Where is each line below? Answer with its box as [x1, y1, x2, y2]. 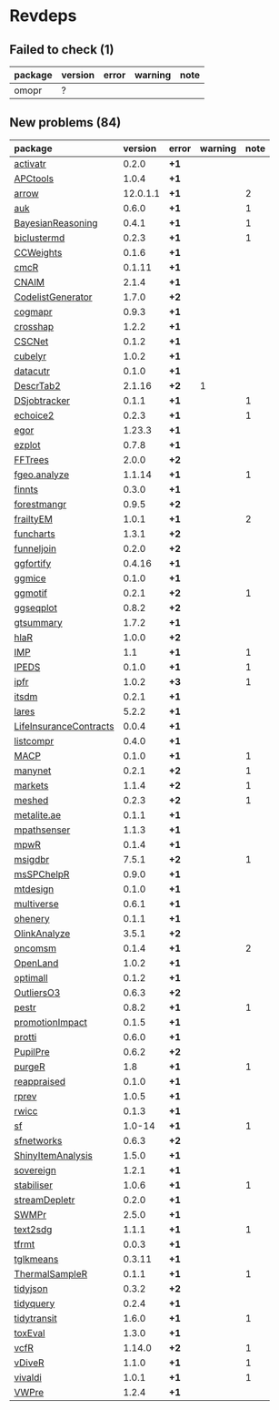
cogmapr [14, 305, 53, 318]
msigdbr [14, 853, 50, 865]
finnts [14, 483, 39, 496]
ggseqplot [14, 601, 57, 614]
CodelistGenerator [14, 291, 93, 303]
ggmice [14, 571, 46, 584]
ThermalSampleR [14, 1267, 88, 1280]
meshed [14, 793, 49, 806]
